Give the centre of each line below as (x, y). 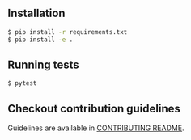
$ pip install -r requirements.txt (68, 32)
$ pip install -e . (40, 40)
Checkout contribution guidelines (94, 108)
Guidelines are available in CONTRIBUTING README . (96, 128)
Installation (36, 13)
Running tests (44, 64)
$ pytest (22, 83)
